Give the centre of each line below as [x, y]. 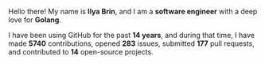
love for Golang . [35, 20]
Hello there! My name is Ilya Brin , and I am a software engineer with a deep [133, 11]
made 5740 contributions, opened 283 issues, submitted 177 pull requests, [131, 43]
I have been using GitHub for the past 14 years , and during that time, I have [131, 35]
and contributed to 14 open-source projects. [81, 52]
